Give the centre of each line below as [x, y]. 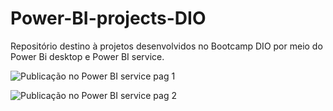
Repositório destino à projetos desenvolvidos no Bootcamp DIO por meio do [166, 46]
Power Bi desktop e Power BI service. [87, 56]
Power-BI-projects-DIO [108, 18]
